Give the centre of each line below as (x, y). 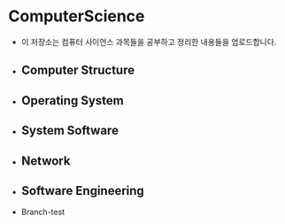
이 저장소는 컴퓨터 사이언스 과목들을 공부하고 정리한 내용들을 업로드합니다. (149, 42)
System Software (69, 131)
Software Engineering (83, 191)
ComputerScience (77, 16)
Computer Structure (77, 70)
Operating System (73, 100)
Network (46, 161)
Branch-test (43, 212)
